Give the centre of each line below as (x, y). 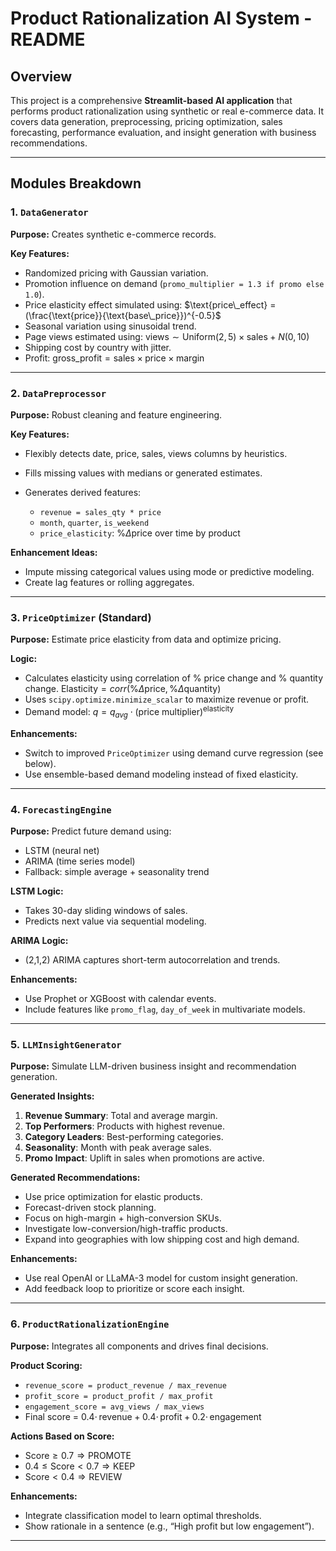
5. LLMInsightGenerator (66, 1044)
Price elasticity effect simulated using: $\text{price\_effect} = (150, 304)
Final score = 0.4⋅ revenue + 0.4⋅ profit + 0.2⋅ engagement (143, 1416)
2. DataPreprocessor (58, 393)
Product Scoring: (46, 1365)
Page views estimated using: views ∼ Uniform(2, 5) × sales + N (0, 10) (167, 336)
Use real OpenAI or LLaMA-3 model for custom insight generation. (161, 1278)
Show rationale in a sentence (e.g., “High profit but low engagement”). (169, 1526)
